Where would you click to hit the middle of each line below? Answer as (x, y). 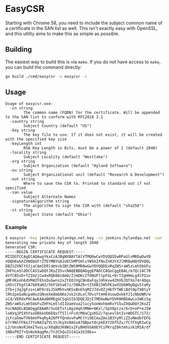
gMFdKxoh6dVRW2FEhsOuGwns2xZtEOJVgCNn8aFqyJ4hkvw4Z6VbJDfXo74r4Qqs (78, 280)
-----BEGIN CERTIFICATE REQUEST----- (45, 252)
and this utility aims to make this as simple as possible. (62, 33)
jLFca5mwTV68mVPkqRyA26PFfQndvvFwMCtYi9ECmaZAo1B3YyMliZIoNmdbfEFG (78, 318)
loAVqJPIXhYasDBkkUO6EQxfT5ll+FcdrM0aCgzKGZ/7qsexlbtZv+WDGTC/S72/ (78, 313)
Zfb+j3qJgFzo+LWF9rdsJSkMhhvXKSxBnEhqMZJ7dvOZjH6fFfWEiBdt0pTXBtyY (78, 290)
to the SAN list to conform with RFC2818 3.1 (54, 117)
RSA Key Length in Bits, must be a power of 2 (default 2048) (91, 148)
